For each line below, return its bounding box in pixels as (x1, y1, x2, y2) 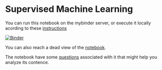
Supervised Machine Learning (5, 3, 133, 15)
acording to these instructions (5, 25, 67, 31)
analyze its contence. (5, 59, 49, 65)
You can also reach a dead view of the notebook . (5, 44, 106, 50)
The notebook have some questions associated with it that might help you (5, 54, 157, 60)
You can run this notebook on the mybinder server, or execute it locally (5, 20, 151, 26)
